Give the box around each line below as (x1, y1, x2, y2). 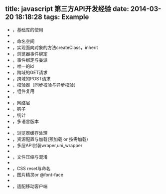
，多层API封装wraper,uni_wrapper (12, 142, 83, 148)
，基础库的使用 (12, 26, 43, 32)
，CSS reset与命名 (12, 165, 51, 171)
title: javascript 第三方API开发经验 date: (5, 4, 130, 13)
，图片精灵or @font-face (12, 172, 64, 178)
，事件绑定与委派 (12, 57, 48, 63)
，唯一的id (12, 63, 34, 69)
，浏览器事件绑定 (12, 50, 48, 56)
